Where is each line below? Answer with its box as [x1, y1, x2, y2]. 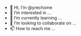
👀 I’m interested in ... [9, 10, 52, 16]
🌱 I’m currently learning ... [9, 15, 62, 20]
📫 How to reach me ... [9, 26, 55, 31]
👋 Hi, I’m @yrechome [9, 5, 53, 10]
